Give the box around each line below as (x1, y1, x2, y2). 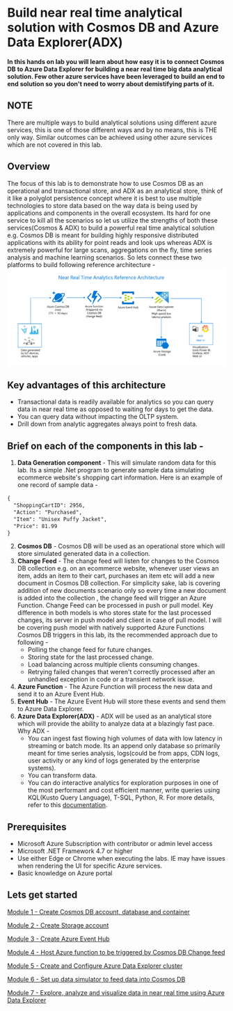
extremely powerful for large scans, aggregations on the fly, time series (7, 246, 212, 254)
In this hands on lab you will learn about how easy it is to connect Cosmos (7, 57, 225, 65)
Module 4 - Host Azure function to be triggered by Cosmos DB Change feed (7, 948, 225, 956)
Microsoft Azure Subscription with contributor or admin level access (17, 839, 213, 847)
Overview (7, 161, 51, 173)
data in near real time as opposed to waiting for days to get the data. (17, 405, 214, 413)
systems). (27, 764, 56, 772)
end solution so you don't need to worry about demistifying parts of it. (7, 79, 214, 88)
